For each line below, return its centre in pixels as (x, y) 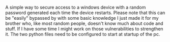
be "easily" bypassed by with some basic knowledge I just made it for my (82, 18)
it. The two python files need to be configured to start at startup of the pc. (83, 34)
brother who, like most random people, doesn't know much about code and (84, 23)
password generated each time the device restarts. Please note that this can (85, 13)
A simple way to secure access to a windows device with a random (76, 7)
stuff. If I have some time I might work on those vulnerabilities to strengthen (84, 29)
